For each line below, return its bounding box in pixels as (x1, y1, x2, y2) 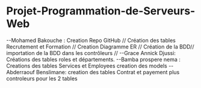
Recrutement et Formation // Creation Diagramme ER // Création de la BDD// (6, 43, 194, 50)
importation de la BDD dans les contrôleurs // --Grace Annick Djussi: (6, 49, 176, 56)
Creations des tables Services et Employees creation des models (6, 62, 167, 69)
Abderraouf (6, 68, 35, 75)
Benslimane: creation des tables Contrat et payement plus (36, 68, 180, 75)
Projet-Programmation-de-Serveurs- (6, 4, 196, 18)
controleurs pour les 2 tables (6, 75, 78, 82)
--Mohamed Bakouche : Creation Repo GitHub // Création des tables (6, 37, 176, 44)
